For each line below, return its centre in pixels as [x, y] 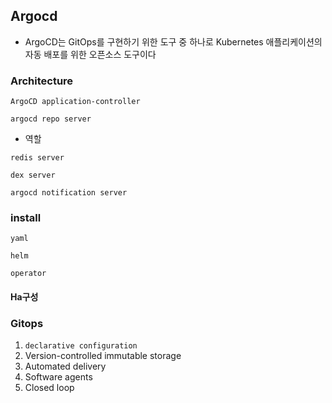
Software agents [58, 377]
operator [28, 274]
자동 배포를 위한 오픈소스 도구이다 [90, 54]
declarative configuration [81, 346]
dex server [33, 175]
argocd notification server [69, 193]
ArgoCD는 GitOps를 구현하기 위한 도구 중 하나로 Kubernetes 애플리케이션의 [173, 41]
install [26, 218]
